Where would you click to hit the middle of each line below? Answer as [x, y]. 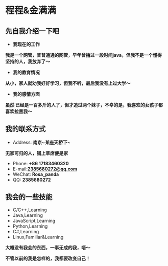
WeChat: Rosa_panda [36, 174]
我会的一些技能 [29, 197]
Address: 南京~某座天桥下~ [41, 142]
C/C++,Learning [30, 210]
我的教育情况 [26, 72]
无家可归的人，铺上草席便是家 [37, 153]
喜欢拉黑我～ [19, 111]
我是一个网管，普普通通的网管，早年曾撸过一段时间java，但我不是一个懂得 [84, 55]
